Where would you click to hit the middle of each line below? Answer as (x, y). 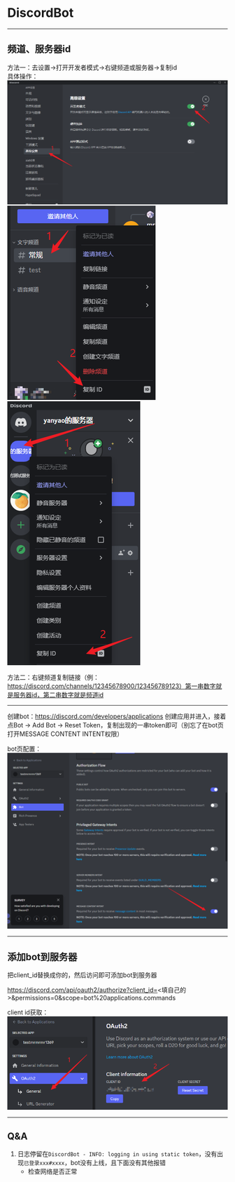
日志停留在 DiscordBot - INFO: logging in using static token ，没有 (117, 1154)
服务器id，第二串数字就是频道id (58, 694)
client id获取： (28, 1012)
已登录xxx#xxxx (44, 1163)
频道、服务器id (39, 49)
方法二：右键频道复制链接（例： (53, 677)
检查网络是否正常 (52, 1171)
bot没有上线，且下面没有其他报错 (118, 1163)
